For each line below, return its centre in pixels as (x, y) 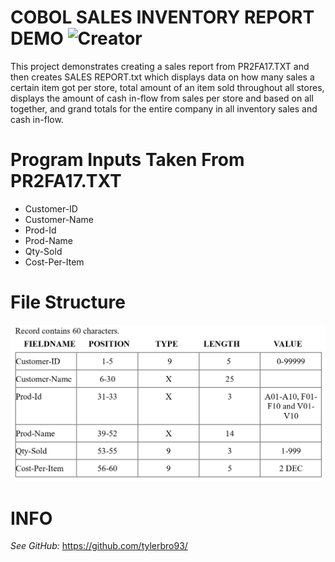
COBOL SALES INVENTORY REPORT (162, 17)
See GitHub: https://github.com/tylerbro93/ (99, 546)
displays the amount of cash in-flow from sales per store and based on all (162, 98)
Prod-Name (49, 240)
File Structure (68, 302)
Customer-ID (51, 208)
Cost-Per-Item (54, 262)
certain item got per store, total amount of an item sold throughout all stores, (167, 87)
